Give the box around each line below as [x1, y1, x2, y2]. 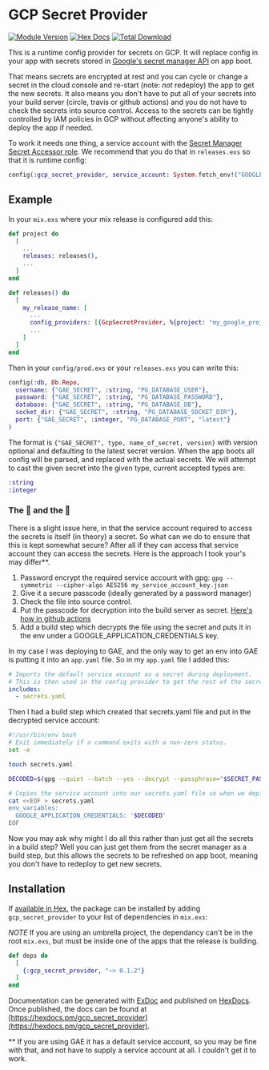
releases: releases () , [22, 252, 98, 260]
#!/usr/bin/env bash [8, 731, 78, 739]
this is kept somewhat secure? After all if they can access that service [8, 540, 239, 549]
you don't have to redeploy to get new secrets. [8, 859, 163, 869]
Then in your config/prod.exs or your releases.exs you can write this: [8, 363, 239, 372]
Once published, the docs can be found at [8, 1004, 147, 1014]
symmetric [19, 581, 54, 589]
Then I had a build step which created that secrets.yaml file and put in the [8, 707, 251, 717]
